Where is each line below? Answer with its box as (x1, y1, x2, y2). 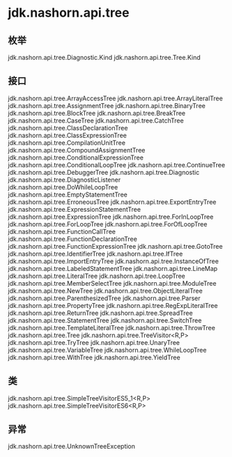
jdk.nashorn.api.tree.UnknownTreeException (8, 442, 135, 451)
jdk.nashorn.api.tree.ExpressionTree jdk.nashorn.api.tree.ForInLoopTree (8, 212, 214, 221)
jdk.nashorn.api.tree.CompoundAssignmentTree (8, 146, 146, 154)
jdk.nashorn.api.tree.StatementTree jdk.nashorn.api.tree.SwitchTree (8, 316, 202, 325)
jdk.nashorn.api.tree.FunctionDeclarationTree (8, 235, 138, 243)
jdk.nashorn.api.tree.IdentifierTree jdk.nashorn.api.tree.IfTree (8, 249, 183, 258)
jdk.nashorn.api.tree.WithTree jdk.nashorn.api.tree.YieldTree (8, 353, 180, 362)
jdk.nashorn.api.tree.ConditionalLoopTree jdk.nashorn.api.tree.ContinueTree (8, 160, 226, 169)
